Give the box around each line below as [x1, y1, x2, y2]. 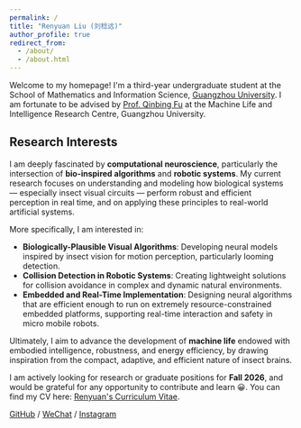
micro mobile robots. [22, 317, 100, 329]
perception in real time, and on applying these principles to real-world [9, 196, 269, 207]
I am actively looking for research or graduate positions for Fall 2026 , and [9, 371, 284, 383]
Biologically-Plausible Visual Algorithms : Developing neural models [22, 241, 278, 252]
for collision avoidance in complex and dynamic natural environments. [22, 279, 282, 290]
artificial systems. [9, 206, 75, 217]
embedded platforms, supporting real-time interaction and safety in [22, 308, 273, 319]
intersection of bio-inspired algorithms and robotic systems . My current [9, 168, 281, 178]
